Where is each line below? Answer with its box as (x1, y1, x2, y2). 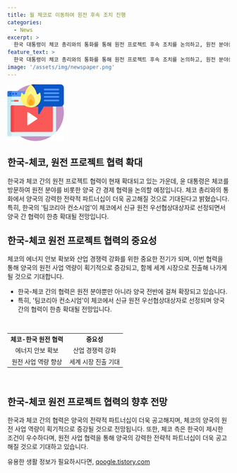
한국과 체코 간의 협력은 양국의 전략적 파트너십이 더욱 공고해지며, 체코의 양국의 (7, 416, 220, 424)
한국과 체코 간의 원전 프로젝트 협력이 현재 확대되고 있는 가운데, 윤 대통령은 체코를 (7, 177, 229, 185)
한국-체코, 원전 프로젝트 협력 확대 (7, 156, 143, 169)
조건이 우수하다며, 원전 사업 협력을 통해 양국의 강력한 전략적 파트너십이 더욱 (7, 433, 214, 442)
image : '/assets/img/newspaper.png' (7, 64, 115, 71)
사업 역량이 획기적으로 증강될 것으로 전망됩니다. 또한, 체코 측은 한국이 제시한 (14, 424, 224, 433)
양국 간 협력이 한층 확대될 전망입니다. (7, 212, 109, 221)
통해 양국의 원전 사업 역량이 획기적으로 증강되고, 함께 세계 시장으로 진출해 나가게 (7, 264, 228, 272)
